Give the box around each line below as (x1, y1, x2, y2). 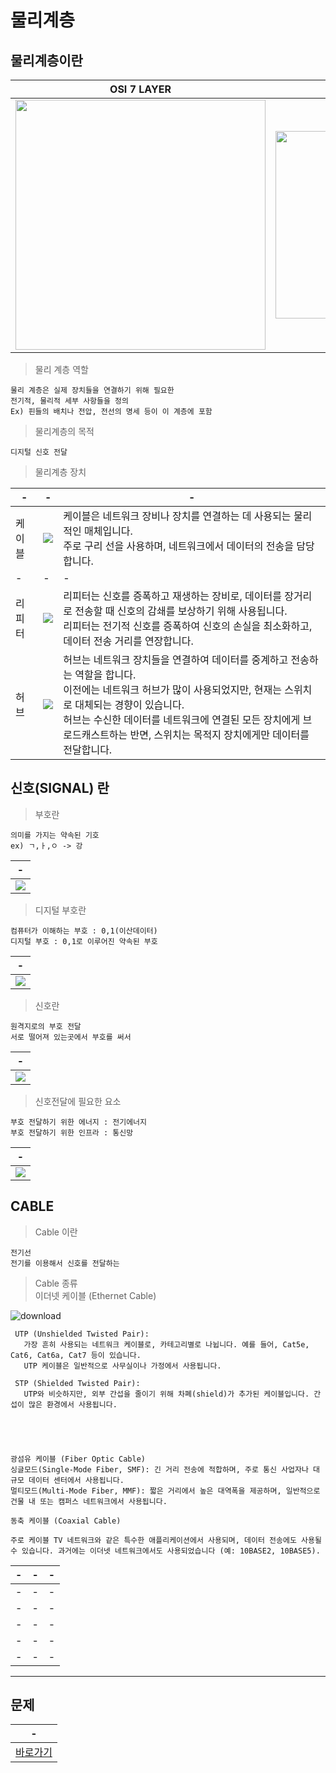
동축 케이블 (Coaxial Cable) (10, 1516, 122, 1526)
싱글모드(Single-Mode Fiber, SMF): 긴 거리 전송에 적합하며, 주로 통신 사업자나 (10, 1464, 309, 1475)
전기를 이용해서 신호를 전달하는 (10, 1258, 120, 1268)
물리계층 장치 (34, 466, 87, 478)
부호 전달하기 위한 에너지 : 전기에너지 (10, 1117, 147, 1127)
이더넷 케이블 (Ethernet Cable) (34, 1289, 157, 1301)
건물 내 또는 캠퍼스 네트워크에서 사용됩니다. (10, 1496, 168, 1506)
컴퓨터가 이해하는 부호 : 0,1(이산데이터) (10, 926, 158, 936)
